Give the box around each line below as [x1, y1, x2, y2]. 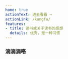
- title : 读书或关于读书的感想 [5, 26, 63, 31]
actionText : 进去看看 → [5, 12, 52, 17]
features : [5, 21, 26, 26]
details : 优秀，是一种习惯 [10, 30, 60, 35]
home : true [5, 7, 28, 12]
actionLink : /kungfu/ [5, 16, 51, 21]
